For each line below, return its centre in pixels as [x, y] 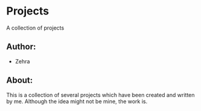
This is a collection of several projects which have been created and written [100, 95]
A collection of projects [35, 28]
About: [20, 81]
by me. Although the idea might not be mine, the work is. [77, 101]
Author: [21, 47]
